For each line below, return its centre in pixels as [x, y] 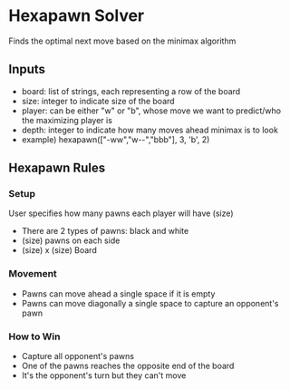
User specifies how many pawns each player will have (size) [121, 213]
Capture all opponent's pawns [78, 356]
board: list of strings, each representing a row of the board [131, 91]
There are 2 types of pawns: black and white [105, 231]
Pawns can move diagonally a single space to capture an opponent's [150, 303]
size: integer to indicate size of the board [98, 101]
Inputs [27, 69]
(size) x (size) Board [59, 250]
